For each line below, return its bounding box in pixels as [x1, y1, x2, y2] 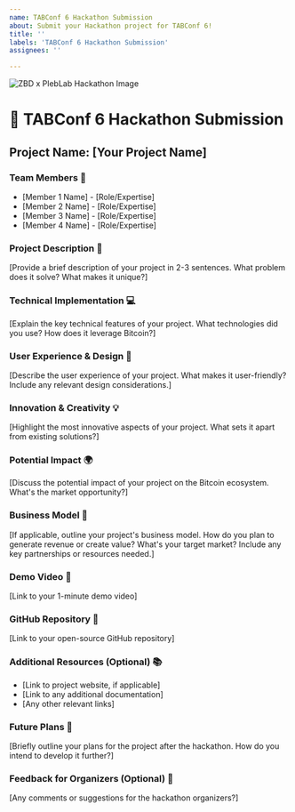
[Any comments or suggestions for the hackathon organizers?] [9, 792, 239, 803]
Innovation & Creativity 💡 [9, 401, 120, 414]
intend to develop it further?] [9, 750, 114, 760]
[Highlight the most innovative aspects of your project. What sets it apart [9, 422, 275, 432]
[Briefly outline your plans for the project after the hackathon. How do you [9, 740, 280, 752]
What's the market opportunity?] [9, 486, 129, 498]
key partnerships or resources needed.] [9, 548, 155, 559]
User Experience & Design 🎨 [9, 350, 132, 362]
